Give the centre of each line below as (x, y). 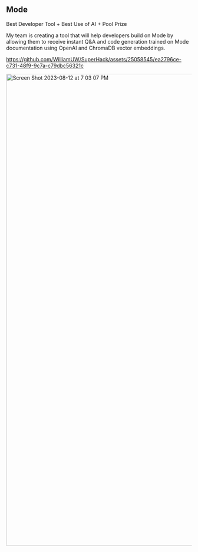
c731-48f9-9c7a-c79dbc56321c (45, 65)
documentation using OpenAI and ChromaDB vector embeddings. (86, 48)
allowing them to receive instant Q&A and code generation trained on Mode (98, 41)
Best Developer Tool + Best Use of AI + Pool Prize (67, 24)
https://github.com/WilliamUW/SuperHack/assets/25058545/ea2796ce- (94, 59)
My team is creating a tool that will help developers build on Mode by (90, 35)
